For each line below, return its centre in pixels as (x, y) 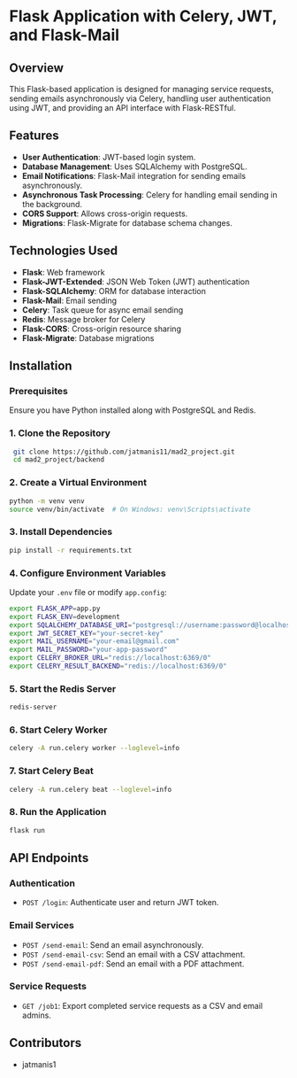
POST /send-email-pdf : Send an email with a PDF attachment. (133, 964)
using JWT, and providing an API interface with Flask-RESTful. (122, 108)
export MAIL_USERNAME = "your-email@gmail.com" (94, 641)
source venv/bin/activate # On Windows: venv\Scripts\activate (130, 509)
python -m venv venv (47, 501)
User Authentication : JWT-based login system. (109, 157)
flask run (27, 830)
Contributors (46, 1043)
